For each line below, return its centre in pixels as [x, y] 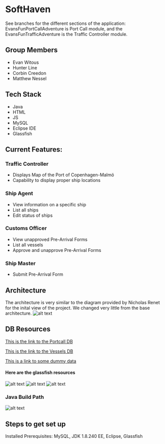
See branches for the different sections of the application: [66, 23]
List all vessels [28, 245]
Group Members [32, 50]
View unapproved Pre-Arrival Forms [50, 239]
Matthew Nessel [30, 78]
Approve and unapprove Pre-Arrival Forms [57, 250]
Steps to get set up [35, 424]
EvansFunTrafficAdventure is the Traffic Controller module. [66, 34]
